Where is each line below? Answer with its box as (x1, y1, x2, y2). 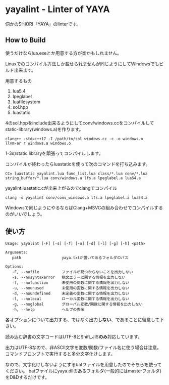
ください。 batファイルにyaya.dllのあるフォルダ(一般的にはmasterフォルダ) (5, 368, 162, 374)
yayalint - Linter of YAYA (5, 4, 110, 15)
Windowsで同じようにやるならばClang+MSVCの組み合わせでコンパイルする (5, 204, 163, 210)
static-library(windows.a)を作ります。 (5, 126, 84, 132)
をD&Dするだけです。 (5, 374, 49, 380)
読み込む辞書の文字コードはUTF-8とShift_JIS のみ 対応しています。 (5, 333, 143, 339)
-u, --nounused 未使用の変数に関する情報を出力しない (12, 285, 130, 290)
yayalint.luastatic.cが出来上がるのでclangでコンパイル (5, 185, 118, 191)
